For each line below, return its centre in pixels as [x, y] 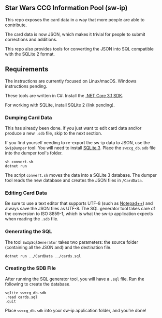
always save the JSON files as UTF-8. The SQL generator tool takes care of [80, 209]
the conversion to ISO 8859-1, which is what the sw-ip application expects [79, 214]
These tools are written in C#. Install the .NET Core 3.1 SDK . [64, 95]
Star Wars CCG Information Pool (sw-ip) [66, 8]
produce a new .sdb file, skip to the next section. [54, 133]
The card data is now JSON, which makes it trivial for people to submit [75, 34]
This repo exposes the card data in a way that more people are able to [75, 19]
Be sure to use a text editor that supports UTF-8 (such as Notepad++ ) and [79, 203]
